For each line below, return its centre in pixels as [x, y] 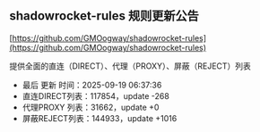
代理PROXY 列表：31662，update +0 [91, 107]
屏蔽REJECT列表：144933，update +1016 [100, 118]
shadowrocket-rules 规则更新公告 [104, 16]
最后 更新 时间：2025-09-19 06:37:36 [92, 85]
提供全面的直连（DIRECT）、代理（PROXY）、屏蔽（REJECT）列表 [130, 66]
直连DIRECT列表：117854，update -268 [96, 95]
